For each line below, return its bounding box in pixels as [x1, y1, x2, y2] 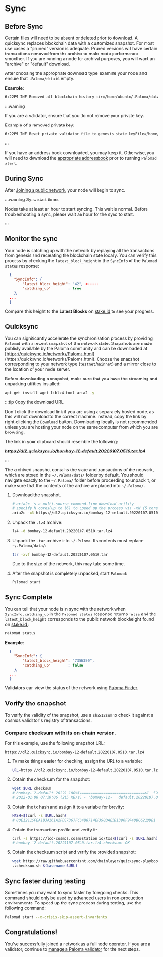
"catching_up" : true [22, 286, 81, 291]
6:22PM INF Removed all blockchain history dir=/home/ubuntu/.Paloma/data [5, 94, 160, 99]
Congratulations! [5, 928, 58, 937]
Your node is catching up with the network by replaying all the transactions [5, 248, 155, 253]
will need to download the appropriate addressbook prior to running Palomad [5, 155, 157, 161]
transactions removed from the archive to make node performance [5, 51, 138, 56]
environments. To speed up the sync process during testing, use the [5, 900, 142, 905]
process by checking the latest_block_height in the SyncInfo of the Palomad [5, 258, 157, 264]
